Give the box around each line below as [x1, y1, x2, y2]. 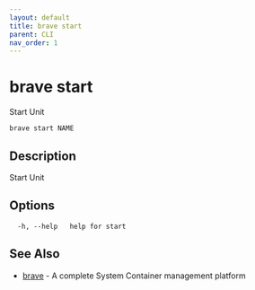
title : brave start [9, 22, 83, 31]
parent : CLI [9, 30, 54, 39]
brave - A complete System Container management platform [22, 270, 246, 281]
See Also [9, 246, 60, 261]
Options [9, 198, 56, 214]
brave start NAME [9, 124, 75, 133]
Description [9, 148, 76, 163]
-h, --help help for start [17, 222, 127, 231]
